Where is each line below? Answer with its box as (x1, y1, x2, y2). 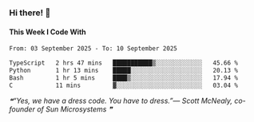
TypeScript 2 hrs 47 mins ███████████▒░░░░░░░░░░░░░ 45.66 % (9, 59, 239, 67)
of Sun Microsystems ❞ (36, 104, 113, 114)
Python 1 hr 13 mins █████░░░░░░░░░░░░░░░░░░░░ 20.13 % (9, 66, 239, 74)
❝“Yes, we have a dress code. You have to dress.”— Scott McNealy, (9, 96, 233, 105)
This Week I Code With (9, 27, 86, 37)
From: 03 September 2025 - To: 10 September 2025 (9, 45, 178, 53)
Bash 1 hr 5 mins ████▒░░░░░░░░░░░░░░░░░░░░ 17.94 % (9, 73, 239, 82)
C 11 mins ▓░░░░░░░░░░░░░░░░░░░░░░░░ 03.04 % (9, 81, 239, 89)
